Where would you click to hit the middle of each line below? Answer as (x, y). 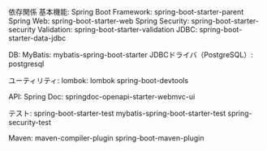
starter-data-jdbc (37, 38)
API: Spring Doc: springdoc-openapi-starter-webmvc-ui (102, 96)
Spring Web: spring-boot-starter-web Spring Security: (99, 21)
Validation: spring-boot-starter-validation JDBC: (118, 29)
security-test (30, 122)
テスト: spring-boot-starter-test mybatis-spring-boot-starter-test (117, 113)
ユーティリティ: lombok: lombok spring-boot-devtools (99, 80)
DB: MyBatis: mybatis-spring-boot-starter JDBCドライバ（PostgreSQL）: (131, 55)
